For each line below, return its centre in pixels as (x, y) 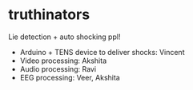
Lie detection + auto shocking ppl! (64, 37)
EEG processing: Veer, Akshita (70, 77)
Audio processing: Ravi (58, 68)
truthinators (49, 15)
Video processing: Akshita (63, 61)
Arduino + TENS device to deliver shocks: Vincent (102, 52)
